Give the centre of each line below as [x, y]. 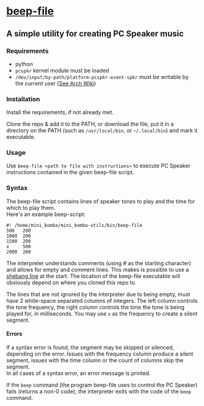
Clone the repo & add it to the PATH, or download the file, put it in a [90, 124]
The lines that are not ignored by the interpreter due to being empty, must [98, 294]
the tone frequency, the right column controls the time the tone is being [96, 307]
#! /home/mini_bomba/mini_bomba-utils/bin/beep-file [74, 225]
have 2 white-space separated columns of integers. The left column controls [102, 300]
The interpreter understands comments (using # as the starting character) [99, 263]
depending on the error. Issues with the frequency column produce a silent [100, 354]
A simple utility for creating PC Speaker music [95, 34]
